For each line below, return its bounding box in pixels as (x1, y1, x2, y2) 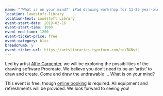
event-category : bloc (5, 39, 49, 43)
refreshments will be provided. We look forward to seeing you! (5, 85, 130, 91)
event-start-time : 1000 (5, 25, 53, 30)
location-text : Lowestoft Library (5, 16, 75, 21)
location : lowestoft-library (5, 12, 64, 16)
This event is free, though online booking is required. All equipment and (5, 80, 148, 86)
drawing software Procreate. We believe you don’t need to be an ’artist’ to (5, 66, 152, 71)
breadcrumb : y (5, 43, 34, 48)
